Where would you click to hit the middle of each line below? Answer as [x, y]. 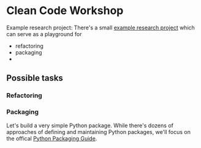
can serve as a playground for [44, 34]
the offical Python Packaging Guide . [52, 138]
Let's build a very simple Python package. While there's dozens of [90, 125]
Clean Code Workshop [65, 11]
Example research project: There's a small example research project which [100, 28]
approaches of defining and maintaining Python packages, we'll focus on [99, 131]
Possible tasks [35, 78]
